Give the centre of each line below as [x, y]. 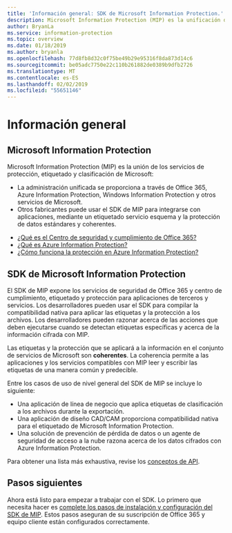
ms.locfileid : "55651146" [44, 90]
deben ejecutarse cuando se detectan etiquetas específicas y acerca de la [113, 327]
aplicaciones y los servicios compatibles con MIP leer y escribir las [103, 362]
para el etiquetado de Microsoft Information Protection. [95, 426]
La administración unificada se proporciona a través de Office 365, [112, 188]
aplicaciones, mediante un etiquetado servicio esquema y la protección [119, 217]
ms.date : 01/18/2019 [37, 46]
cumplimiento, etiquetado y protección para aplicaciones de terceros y [108, 298]
